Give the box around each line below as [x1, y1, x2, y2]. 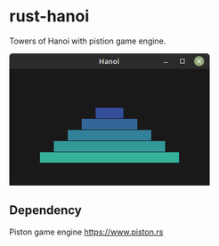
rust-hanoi [9, 6, 90, 27]
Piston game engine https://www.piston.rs [9, 226, 164, 237]
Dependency [9, 202, 82, 218]
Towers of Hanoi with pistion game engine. [9, 36, 166, 46]
